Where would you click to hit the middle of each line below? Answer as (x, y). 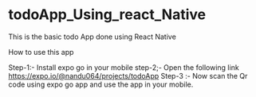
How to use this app (41, 52)
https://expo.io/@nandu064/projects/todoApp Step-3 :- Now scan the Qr (128, 76)
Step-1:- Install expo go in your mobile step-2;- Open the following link (124, 67)
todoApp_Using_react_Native (107, 15)
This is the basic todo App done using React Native (93, 37)
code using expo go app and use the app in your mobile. (101, 84)
